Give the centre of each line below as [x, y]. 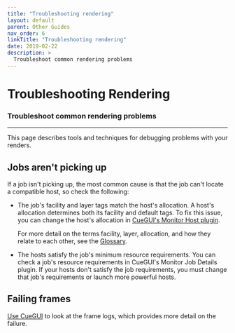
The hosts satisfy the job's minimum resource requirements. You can [116, 255]
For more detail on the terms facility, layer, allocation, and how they [114, 234]
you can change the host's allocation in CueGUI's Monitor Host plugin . [119, 220]
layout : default [31, 20]
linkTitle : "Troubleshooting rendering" [67, 40]
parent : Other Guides [39, 27]
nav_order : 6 [26, 33]
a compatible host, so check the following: [68, 192]
